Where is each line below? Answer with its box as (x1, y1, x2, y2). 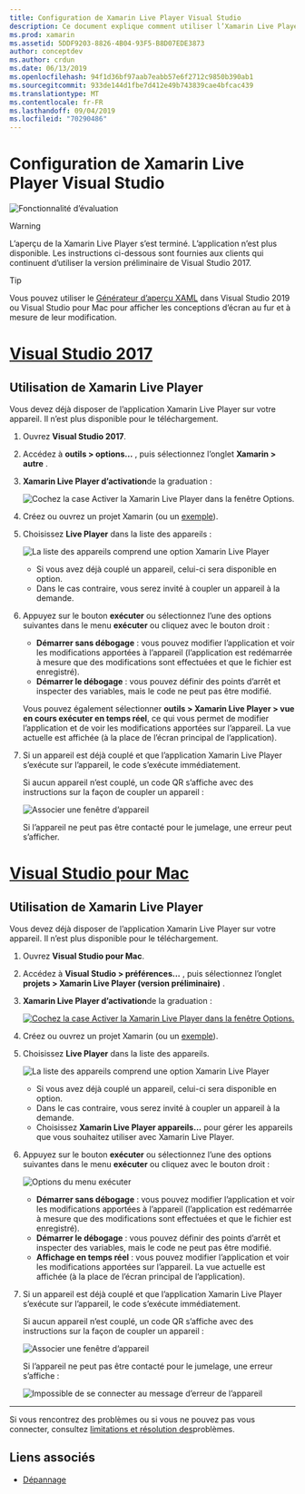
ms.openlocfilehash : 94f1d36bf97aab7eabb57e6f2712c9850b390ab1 (9, 73, 254, 82)
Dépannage (22, 1474, 66, 1485)
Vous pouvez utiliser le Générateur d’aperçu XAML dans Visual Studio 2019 (9, 292, 290, 304)
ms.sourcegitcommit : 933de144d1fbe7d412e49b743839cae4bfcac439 (9, 81, 254, 90)
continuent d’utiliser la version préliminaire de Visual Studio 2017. (9, 258, 252, 269)
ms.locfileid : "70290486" (9, 114, 107, 123)
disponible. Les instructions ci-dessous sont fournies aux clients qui (9, 248, 264, 259)
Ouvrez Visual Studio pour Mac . (22, 950, 145, 962)
